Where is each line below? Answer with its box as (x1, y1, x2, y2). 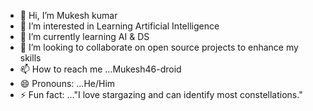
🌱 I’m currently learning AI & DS (19, 31, 150, 42)
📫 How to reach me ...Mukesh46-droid (19, 63, 182, 75)
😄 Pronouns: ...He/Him (19, 78, 116, 89)
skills (19, 52, 42, 64)
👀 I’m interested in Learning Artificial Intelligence (19, 20, 220, 32)
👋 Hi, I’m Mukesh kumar (19, 10, 118, 21)
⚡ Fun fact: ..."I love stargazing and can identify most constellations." (19, 89, 303, 100)
